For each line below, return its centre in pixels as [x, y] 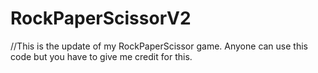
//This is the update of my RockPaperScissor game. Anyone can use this [159, 46]
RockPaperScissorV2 [101, 18]
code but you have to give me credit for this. [101, 56]
